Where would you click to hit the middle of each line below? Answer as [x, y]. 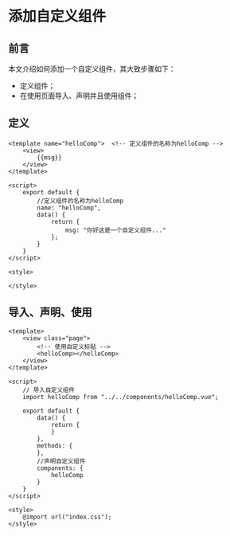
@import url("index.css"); [67, 517]
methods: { [55, 446]
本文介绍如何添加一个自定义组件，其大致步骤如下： [92, 69]
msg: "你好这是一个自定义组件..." [115, 230]
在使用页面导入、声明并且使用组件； [79, 96]
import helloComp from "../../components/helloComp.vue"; [121, 397]
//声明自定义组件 [61, 461]
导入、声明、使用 [50, 313]
